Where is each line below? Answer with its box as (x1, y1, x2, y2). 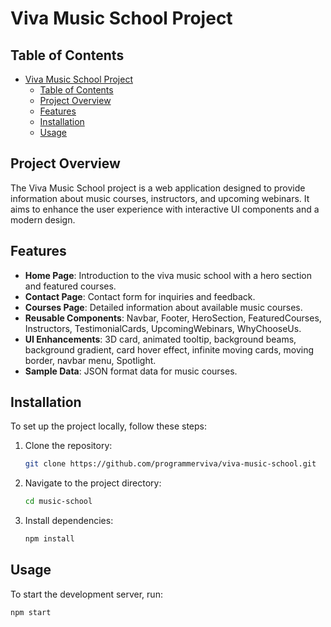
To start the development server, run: (10, 588, 163, 600)
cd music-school (24, 497, 93, 507)
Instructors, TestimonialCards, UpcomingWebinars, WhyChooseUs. (24, 322, 302, 334)
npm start (10, 607, 52, 617)
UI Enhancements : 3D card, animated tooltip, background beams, (24, 333, 297, 345)
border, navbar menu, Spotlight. (24, 354, 157, 366)
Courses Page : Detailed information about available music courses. (24, 301, 303, 313)
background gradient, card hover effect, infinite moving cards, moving (24, 343, 315, 356)
